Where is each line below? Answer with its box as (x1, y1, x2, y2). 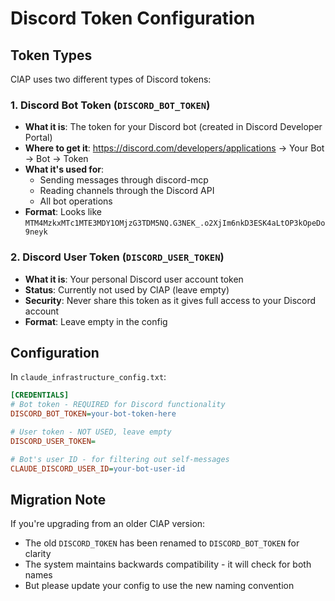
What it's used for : (24, 163, 104, 176)
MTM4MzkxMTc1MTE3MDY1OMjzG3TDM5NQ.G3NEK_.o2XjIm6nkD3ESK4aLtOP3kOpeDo (24, 218, 326, 229)
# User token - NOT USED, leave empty (10, 427, 172, 437)
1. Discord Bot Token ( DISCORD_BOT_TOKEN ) (10, 98, 211, 112)
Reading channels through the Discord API (39, 185, 215, 197)
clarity (24, 548, 52, 560)
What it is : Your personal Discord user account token (24, 273, 244, 285)
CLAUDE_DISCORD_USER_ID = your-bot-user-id (10, 463, 186, 474)
